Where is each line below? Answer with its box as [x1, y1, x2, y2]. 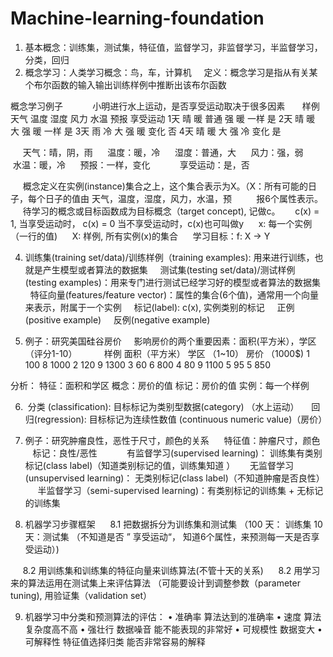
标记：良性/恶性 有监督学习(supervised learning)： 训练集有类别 [32, 447, 323, 459]
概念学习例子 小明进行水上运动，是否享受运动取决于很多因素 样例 [10, 100, 320, 112]
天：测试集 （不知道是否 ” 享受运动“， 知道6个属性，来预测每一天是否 [24, 530, 312, 542]
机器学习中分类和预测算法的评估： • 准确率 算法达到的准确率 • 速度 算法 [24, 610, 322, 622]
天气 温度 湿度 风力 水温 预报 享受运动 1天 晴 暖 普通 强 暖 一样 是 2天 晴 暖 [10, 112, 316, 124]
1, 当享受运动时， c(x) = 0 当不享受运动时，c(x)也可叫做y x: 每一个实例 [10, 217, 313, 229]
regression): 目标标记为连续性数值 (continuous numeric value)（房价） [36, 413, 328, 425]
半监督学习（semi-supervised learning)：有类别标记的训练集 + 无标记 [37, 484, 324, 496]
